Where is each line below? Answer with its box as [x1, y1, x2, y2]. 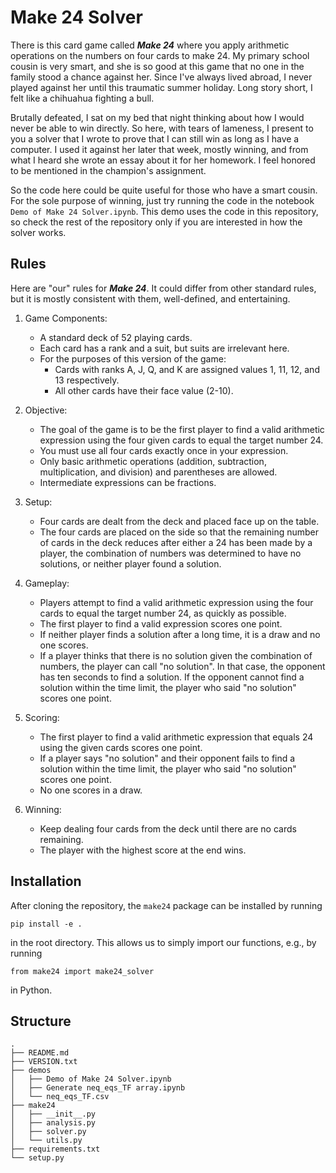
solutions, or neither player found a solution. [39, 557, 222, 570]
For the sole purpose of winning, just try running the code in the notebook [10, 194, 315, 206]
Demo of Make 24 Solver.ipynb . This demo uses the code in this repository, [10, 205, 319, 217]
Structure [10, 1012, 72, 1030]
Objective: [24, 404, 68, 416]
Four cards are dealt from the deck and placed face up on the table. [39, 515, 320, 527]
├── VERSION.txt [10, 1057, 78, 1067]
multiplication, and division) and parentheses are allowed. [39, 466, 278, 478]
